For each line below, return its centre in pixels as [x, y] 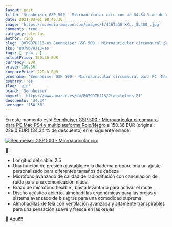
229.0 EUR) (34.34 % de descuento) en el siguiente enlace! [68, 130]
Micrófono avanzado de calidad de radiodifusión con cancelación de [85, 176]
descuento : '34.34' [26, 100]
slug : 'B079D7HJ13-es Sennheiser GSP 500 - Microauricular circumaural [83, 43]
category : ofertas [25, 34]
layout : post [19, 10]
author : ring [19, 39]
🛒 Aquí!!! [14, 219]
